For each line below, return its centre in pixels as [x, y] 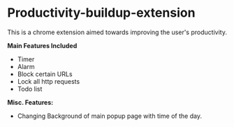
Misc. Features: [30, 102]
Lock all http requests [49, 81]
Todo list [30, 89]
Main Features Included [42, 45]
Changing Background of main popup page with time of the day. [110, 116]
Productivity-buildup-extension [101, 13]
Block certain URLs [45, 74]
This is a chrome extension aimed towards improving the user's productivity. [117, 32]
